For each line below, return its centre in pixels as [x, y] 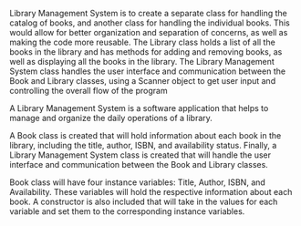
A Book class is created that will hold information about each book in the [145, 135]
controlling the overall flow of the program [88, 91]
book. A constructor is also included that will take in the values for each [144, 201]
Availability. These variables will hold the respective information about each [151, 192]
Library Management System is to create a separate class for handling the [148, 13]
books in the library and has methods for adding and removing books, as [146, 52]
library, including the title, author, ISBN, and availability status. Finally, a [143, 145]
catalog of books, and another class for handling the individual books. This [150, 23]
